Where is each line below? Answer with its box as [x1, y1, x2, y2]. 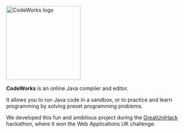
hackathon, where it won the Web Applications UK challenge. [6, 121, 156, 127]
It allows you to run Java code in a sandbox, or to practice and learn [6, 96, 172, 103]
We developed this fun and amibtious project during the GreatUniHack [6, 114, 178, 121]
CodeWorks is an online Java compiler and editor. [6, 85, 129, 92]
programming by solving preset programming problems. [6, 103, 143, 109]
